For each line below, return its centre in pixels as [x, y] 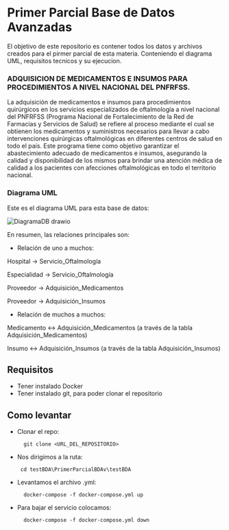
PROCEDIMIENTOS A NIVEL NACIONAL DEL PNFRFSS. [99, 87]
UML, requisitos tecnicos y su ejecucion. [64, 60]
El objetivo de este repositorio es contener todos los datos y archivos [105, 46]
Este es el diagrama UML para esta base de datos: [78, 208]
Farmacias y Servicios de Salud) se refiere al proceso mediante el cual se [111, 124]
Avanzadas [40, 27]
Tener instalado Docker [50, 387]
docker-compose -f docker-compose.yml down [86, 520]
